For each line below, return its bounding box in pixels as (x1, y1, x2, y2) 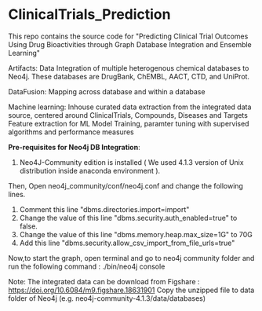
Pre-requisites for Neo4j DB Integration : (8, 142, 140, 152)
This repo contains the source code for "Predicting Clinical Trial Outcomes (8, 31, 249, 41)
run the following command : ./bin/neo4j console (8, 262, 166, 271)
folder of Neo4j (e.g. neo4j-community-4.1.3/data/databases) (8, 293, 206, 303)
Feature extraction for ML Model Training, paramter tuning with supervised (8, 119, 249, 128)
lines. (8, 189, 26, 199)
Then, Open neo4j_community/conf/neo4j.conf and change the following (8, 181, 243, 190)
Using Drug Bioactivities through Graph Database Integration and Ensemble (8, 39, 253, 49)
